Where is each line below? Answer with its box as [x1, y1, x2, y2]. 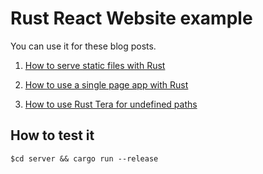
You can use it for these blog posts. [10, 40, 157, 52]
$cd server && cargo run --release [10, 153, 159, 164]
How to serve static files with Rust [24, 59, 166, 71]
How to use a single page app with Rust [24, 78, 189, 91]
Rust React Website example [10, 7, 253, 30]
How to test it [10, 127, 95, 144]
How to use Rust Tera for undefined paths [24, 98, 198, 110]
